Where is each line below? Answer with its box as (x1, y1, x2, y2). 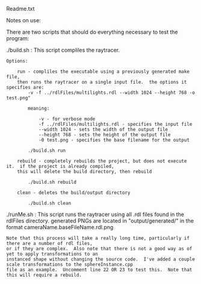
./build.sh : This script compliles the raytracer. (6, 46, 120, 54)
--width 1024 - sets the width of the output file (38, 126, 169, 132)
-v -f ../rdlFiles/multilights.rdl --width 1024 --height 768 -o (28, 90, 196, 96)
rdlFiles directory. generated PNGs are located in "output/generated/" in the (6, 217, 194, 224)
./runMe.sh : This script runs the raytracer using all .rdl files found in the (6, 211, 185, 218)
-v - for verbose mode (38, 116, 96, 122)
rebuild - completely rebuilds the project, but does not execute (17, 158, 187, 164)
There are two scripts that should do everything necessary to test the (6, 28, 178, 35)
